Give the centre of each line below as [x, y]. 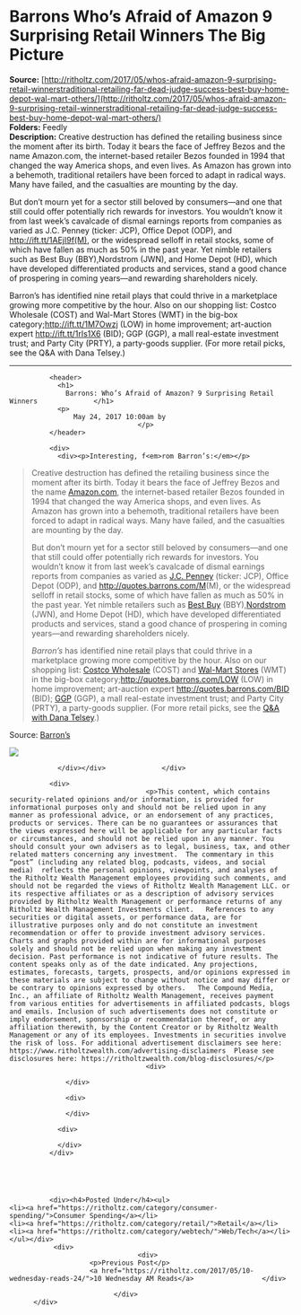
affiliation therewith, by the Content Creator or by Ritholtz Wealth [144, 1027]
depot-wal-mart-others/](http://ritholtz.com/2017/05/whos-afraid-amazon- [148, 98]
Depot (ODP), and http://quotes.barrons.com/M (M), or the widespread [161, 585]
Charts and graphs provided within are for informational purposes [138, 941]
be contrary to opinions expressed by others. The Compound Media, [142, 988]
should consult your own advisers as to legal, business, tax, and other [150, 846]
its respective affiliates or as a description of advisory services [142, 894]
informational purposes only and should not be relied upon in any [138, 807]
